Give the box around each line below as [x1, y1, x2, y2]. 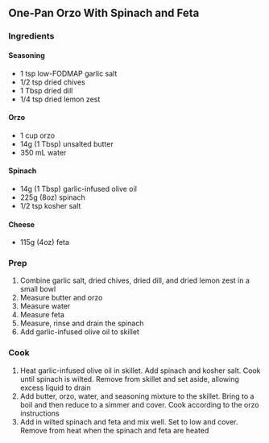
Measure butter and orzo [19, 293, 103, 303]
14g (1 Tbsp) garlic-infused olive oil [19, 184, 137, 193]
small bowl [19, 284, 56, 294]
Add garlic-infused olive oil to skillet [19, 327, 139, 337]
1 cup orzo [19, 130, 55, 140]
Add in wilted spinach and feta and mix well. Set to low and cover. [19, 416, 238, 426]
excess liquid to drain [19, 383, 91, 392]
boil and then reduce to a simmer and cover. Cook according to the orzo [19, 400, 259, 409]
